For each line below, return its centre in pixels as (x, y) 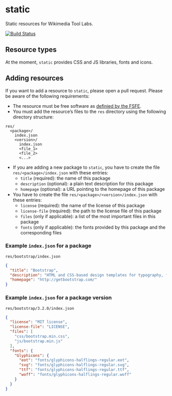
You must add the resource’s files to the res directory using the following (89, 111)
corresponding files (41, 232)
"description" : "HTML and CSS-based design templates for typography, (87, 275)
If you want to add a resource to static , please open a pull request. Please (84, 90)
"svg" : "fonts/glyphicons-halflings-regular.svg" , (74, 365)
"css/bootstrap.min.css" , (42, 336)
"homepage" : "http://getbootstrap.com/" (53, 280)
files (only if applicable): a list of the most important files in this (88, 216)
